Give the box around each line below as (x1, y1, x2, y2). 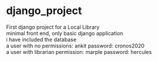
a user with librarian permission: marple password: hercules (6, 48, 152, 55)
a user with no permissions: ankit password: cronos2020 (6, 42, 145, 49)
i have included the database (6, 36, 77, 43)
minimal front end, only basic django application (6, 29, 123, 36)
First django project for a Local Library (6, 23, 100, 30)
